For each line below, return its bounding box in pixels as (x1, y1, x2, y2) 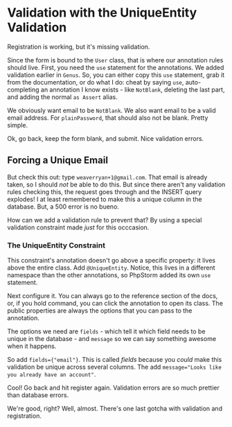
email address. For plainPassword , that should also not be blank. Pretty (7, 113, 208, 122)
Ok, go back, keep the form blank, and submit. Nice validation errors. (7, 134, 204, 143)
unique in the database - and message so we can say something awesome (7, 335, 217, 343)
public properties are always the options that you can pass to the (7, 306, 193, 315)
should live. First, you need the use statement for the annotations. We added (7, 63, 224, 71)
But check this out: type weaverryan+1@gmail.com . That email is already (7, 173, 208, 181)
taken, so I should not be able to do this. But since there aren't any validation (7, 180, 226, 189)
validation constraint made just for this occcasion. (7, 223, 150, 232)
